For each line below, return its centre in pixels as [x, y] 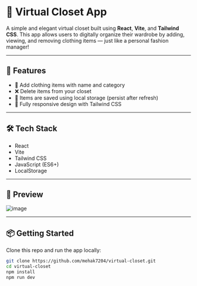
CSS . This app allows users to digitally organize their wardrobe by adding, [95, 34]
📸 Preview [25, 194]
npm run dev [21, 277]
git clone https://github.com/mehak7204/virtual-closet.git [81, 261]
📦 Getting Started [40, 233]
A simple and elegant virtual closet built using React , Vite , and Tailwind [93, 28]
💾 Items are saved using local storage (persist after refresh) [86, 98]
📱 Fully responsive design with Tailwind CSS [68, 104]
